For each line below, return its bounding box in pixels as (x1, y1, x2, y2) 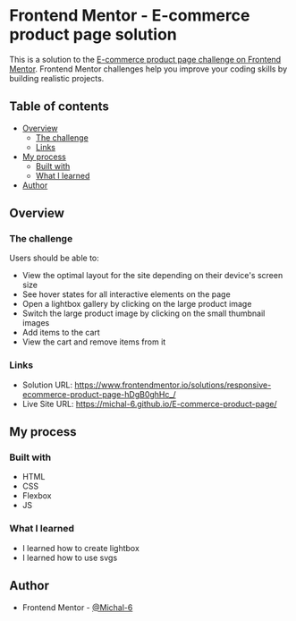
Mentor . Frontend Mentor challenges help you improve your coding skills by (9, 64, 288, 74)
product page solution (9, 24, 177, 45)
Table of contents (9, 99, 109, 115)
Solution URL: (21, 379, 73, 390)
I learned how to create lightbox (21, 542, 140, 553)
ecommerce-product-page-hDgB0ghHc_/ (21, 388, 176, 399)
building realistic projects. (9, 72, 105, 83)
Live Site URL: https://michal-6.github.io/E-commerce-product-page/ (21, 398, 277, 409)
